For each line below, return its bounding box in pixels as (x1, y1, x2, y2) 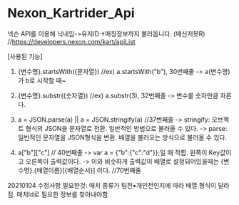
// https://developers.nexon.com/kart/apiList (7, 37, 136, 46)
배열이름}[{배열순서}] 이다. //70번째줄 (36, 166, 141, 174)
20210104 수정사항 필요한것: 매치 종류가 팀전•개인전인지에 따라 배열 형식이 (7, 181, 217, 189)
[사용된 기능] (7, 52, 43, 61)
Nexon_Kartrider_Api (7, 5, 135, 21)
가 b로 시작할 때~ (17, 76, 66, 85)
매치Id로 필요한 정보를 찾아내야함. (16, 190, 111, 199)
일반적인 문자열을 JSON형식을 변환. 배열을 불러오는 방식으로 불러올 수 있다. (17, 133, 227, 142)
